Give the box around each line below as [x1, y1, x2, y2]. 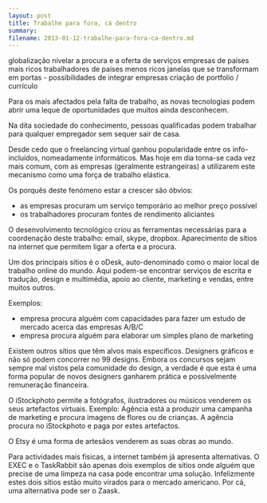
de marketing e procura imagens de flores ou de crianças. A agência [8, 413, 234, 422]
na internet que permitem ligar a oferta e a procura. [8, 242, 177, 252]
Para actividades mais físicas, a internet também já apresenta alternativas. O [8, 452, 260, 461]
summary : [8, 26, 37, 34]
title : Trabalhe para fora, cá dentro [8, 19, 137, 27]
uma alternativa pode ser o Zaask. [8, 486, 120, 496]
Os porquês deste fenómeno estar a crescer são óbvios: [8, 185, 194, 196]
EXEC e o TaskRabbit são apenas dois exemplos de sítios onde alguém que [8, 461, 255, 470]
